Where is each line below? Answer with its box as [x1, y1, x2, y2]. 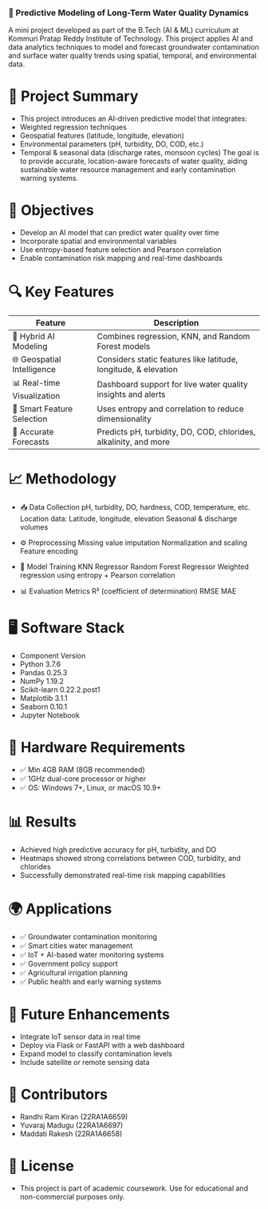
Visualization [12, 390, 61, 402]
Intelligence [12, 364, 56, 375]
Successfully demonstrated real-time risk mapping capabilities [19, 870, 226, 879]
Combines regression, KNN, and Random [97, 331, 250, 342]
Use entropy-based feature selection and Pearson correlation [19, 245, 222, 254]
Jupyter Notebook [19, 710, 80, 719]
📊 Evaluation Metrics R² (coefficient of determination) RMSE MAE [19, 586, 237, 596]
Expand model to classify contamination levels [19, 1048, 173, 1059]
